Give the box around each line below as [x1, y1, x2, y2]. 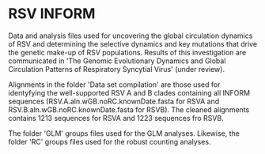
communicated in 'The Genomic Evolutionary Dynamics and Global [8, 56, 226, 66]
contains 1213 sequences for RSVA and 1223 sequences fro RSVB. [8, 113, 224, 122]
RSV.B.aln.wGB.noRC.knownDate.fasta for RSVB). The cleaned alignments [8, 104, 250, 115]
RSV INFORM [8, 5, 96, 23]
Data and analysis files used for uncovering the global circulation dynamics [8, 31, 253, 40]
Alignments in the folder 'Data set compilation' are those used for [8, 80, 221, 89]
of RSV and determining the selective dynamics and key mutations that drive [8, 39, 258, 48]
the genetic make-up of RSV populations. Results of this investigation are [8, 47, 247, 57]
